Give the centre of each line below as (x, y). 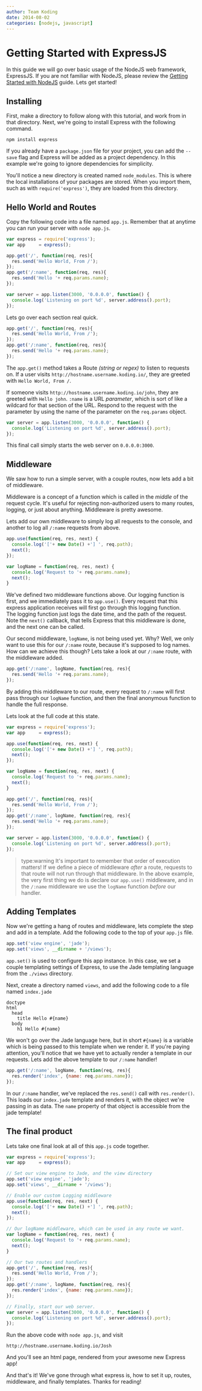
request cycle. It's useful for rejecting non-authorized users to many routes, (100, 503)
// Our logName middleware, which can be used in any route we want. (96, 1229)
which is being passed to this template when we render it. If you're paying (98, 1047)
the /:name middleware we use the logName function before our (98, 886)
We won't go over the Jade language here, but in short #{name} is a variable (100, 1040)
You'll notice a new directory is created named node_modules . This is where (99, 175)
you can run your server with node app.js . (58, 228)
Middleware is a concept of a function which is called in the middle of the (97, 497)
